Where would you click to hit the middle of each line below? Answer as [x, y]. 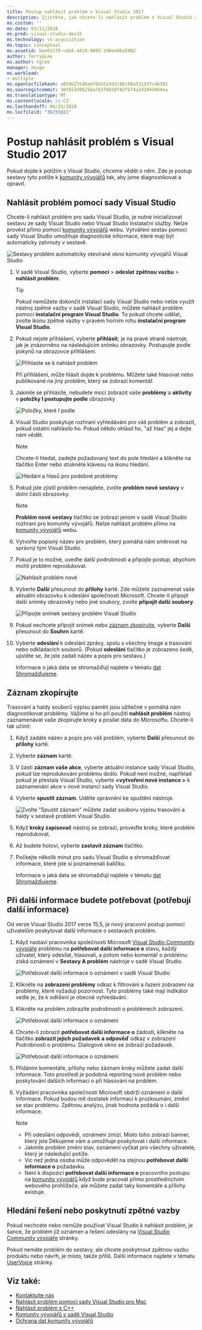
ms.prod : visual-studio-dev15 [45, 34]
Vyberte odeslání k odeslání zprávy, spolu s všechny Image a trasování [104, 643]
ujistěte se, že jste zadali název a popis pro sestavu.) [81, 656]
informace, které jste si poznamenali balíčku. [71, 863]
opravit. [16, 184]
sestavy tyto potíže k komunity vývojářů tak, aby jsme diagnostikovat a [94, 177]
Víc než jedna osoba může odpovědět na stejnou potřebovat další [106, 1160]
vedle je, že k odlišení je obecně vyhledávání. [71, 997]
